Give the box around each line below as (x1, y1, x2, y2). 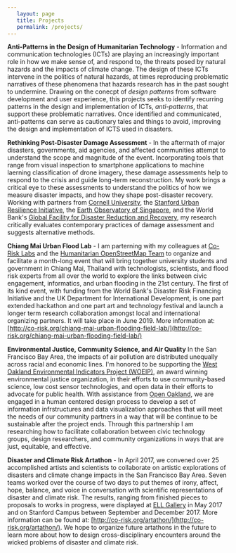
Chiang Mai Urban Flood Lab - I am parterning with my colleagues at (7, 242, 207, 250)
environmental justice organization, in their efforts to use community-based (7, 375, 225, 383)
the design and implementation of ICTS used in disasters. (7, 125, 173, 134)
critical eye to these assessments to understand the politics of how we (7, 184, 211, 192)
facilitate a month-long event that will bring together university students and (7, 257, 228, 265)
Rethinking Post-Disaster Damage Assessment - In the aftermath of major (7, 139, 225, 147)
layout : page (16, 10, 55, 18)
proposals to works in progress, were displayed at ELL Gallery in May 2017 (7, 501, 223, 509)
